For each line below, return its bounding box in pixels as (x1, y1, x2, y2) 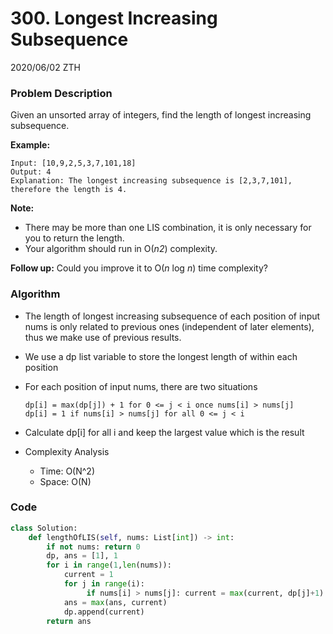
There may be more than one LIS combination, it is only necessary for (24, 222, 312, 234)
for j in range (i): (63, 579, 145, 589)
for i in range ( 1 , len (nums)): (46, 560, 172, 571)
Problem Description (10, 86, 113, 100)
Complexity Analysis (24, 445, 110, 457)
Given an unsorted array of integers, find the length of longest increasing (10, 109, 312, 121)
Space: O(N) (39, 475, 92, 487)
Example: (10, 139, 51, 151)
